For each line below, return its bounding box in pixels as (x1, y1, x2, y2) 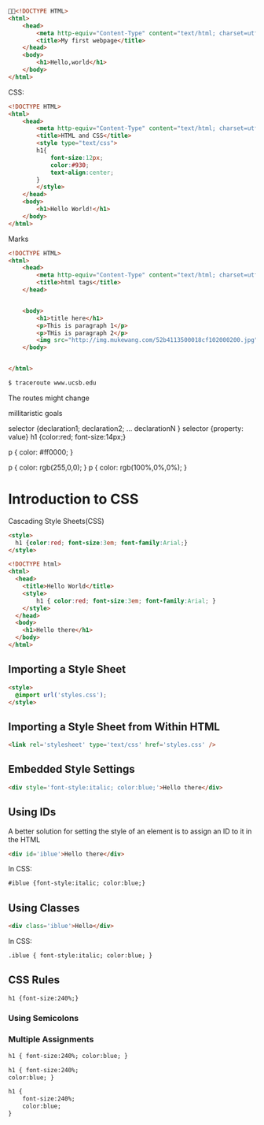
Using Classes (8, 901, 80, 915)
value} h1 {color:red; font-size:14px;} (8, 432, 126, 441)
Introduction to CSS (8, 490, 139, 508)
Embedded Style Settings (8, 763, 135, 776)
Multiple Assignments (8, 1034, 94, 1045)
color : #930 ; (49, 161, 90, 169)
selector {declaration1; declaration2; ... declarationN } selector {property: (8, 423, 244, 433)
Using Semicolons (8, 1013, 79, 1024)
